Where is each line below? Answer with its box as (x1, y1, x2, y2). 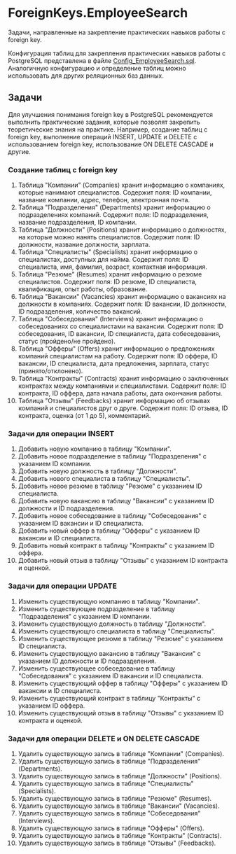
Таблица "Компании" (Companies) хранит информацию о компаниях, (18, 181, 225, 190)
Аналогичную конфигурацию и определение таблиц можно (8, 64, 186, 72)
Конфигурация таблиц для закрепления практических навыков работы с (8, 49, 226, 57)
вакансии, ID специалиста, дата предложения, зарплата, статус (18, 359, 209, 368)
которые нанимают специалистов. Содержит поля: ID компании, (18, 188, 212, 197)
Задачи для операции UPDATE (8, 581, 118, 591)
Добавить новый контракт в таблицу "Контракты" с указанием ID (18, 541, 215, 550)
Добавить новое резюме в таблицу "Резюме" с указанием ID (18, 482, 202, 491)
